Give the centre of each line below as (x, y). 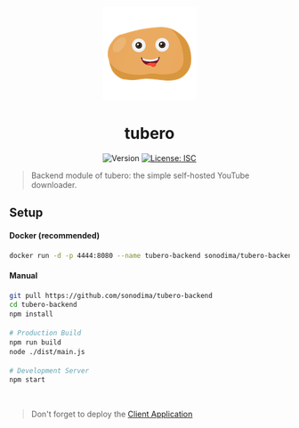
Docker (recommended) (55, 235)
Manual (24, 275)
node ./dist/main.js (48, 351)
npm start (28, 380)
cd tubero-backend (43, 305)
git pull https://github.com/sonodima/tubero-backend (111, 295)
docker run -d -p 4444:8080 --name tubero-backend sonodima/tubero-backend (153, 255)
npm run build (36, 342)
